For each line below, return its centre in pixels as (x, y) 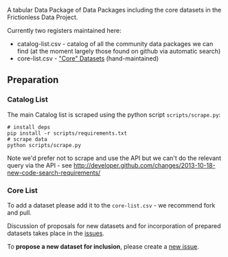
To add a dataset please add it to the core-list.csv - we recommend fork (111, 205)
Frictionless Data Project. (43, 17)
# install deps (29, 127)
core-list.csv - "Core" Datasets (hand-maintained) (88, 58)
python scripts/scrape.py (44, 145)
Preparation (33, 80)
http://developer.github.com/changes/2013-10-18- (144, 165)
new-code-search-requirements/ (54, 172)
